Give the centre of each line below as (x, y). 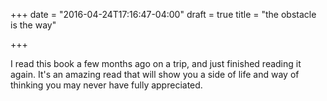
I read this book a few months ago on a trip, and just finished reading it (156, 63)
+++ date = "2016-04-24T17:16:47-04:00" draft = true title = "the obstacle (163, 14)
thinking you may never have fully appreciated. (106, 85)
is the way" (33, 25)
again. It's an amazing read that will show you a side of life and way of (155, 74)
